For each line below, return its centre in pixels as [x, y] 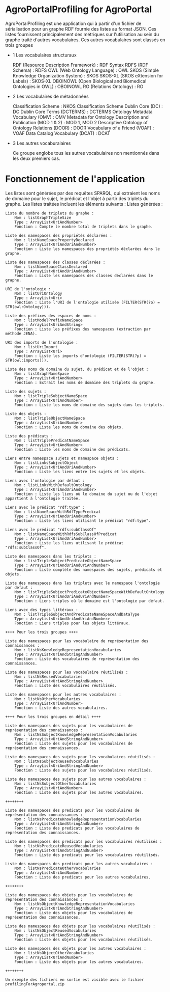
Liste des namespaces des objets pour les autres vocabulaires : [76, 948]
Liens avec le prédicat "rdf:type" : [45, 507]
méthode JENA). [21, 334]
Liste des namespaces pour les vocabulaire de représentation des [77, 641]
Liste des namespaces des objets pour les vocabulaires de [69, 895]
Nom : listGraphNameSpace [42, 374]
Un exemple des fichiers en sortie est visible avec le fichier [75, 980]
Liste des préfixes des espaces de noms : [51, 316]
